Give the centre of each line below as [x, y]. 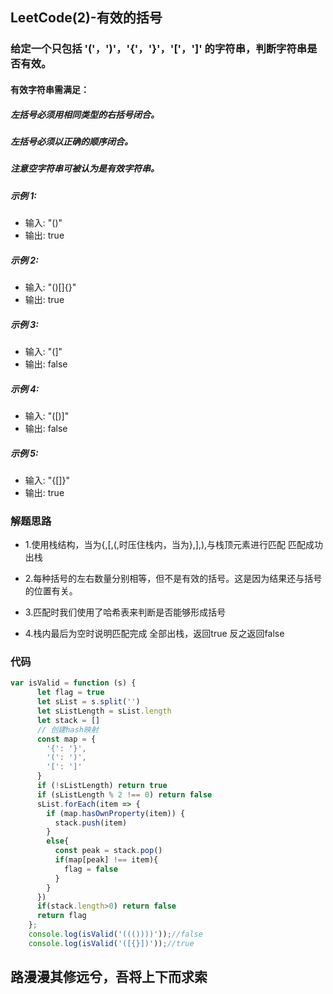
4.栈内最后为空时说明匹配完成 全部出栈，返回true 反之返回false [154, 634]
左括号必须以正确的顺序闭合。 [71, 141]
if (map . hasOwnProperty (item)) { [116, 813]
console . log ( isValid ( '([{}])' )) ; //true [111, 943]
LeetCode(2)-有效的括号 [86, 18]
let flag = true [70, 693]
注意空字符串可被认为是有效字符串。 [85, 169]
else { [58, 841]
